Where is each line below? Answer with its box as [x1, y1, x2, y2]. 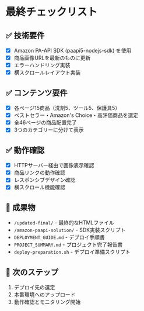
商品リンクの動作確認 [13, 169, 65, 176]
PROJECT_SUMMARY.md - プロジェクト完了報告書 [13, 241, 123, 248]
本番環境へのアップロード [13, 291, 76, 298]
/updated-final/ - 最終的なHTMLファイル [13, 219, 114, 226]
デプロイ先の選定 [13, 284, 55, 291]
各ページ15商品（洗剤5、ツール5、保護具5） [13, 105, 121, 112]
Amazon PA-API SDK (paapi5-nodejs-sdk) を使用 [13, 47, 132, 54]
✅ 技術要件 [5, 30, 45, 40]
